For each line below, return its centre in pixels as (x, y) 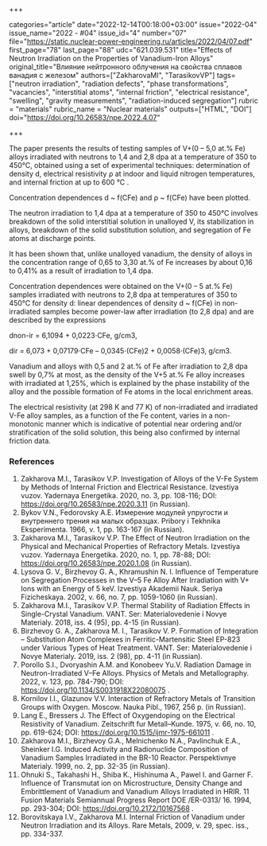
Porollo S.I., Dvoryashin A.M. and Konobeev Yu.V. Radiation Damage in (136, 665)
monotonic (27, 424)
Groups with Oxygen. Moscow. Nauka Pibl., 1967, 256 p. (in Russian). (133, 707)
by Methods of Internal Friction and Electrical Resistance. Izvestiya (130, 487)
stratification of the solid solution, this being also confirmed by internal (125, 432)
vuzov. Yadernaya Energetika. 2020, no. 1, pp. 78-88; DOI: (116, 555)
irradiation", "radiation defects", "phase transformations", (135, 84)
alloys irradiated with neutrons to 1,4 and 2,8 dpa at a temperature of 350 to (133, 157)
